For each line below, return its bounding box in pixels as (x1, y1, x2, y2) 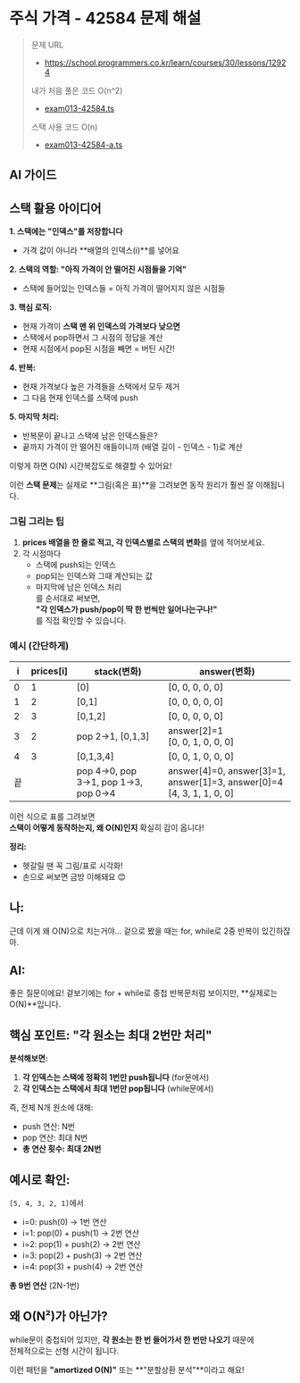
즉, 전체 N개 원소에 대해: (9, 1102, 94, 1113)
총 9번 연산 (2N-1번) (9, 1279, 80, 1291)
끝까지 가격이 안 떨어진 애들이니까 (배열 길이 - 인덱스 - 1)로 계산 (21, 441, 243, 452)
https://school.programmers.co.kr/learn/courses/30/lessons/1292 (44, 57, 287, 68)
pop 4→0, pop (76, 765, 137, 777)
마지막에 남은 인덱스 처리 (35, 582, 122, 592)
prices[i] (30, 665, 69, 677)
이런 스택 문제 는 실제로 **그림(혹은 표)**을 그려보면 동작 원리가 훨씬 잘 (9, 480, 254, 490)
